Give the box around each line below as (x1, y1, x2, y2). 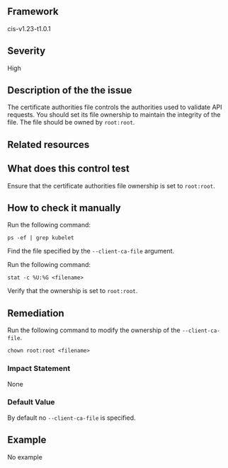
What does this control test (7, 163, 130, 175)
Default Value (7, 397, 55, 407)
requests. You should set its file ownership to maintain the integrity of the (7, 110, 221, 119)
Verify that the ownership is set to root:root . (7, 287, 138, 295)
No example (7, 452, 42, 461)
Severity (7, 45, 46, 57)
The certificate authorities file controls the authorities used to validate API (7, 103, 222, 112)
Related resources (7, 138, 90, 151)
